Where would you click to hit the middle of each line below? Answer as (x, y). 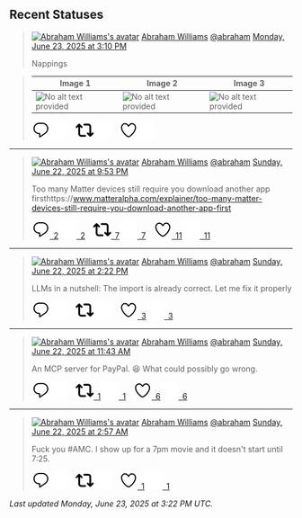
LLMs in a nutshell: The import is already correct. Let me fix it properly (161, 289)
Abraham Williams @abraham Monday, (213, 36)
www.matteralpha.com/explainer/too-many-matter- (168, 199)
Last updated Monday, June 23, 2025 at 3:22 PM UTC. (111, 504)
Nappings (49, 63)
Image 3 (249, 84)
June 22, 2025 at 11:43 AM (81, 352)
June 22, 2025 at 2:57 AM (80, 432)
